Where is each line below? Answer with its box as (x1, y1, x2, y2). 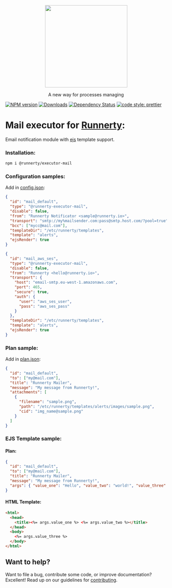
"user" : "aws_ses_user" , (18, 299, 72, 304)
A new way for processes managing (48, 92, 124, 97)
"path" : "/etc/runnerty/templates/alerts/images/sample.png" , (18, 404, 155, 409)
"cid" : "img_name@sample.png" (18, 409, 83, 414)
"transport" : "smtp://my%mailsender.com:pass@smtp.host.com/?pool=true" (10, 218, 168, 223)
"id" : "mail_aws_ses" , (10, 256, 58, 261)
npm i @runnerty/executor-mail (5, 161, 72, 166)
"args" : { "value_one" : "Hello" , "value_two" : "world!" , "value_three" (10, 483, 166, 488)
